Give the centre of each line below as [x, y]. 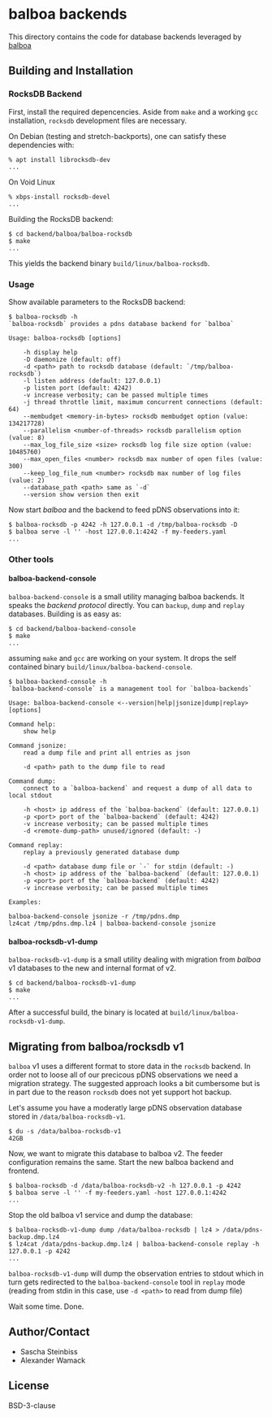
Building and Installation [71, 71]
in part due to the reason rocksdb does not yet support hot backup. [120, 1092]
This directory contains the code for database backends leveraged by [125, 37]
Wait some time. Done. [46, 1306]
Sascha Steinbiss [49, 1351]
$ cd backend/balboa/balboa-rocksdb [70, 234]
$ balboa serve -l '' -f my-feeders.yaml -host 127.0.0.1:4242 [118, 1193]
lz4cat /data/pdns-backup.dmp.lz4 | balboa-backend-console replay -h [138, 1245]
